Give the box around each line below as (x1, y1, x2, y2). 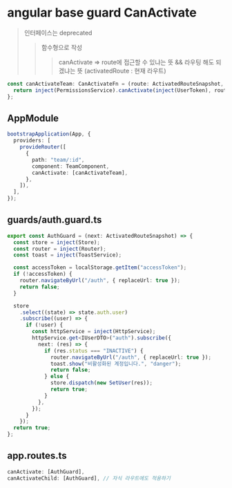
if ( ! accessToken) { (13, 271, 72, 278)
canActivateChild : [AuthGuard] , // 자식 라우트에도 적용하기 (7, 475, 171, 482)
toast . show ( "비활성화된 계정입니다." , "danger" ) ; (50, 360, 182, 367)
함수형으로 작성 (41, 43, 83, 51)
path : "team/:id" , (32, 156, 85, 163)
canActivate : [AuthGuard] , (7, 468, 85, 475)
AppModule (7, 112, 59, 124)
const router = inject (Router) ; (13, 245, 107, 252)
